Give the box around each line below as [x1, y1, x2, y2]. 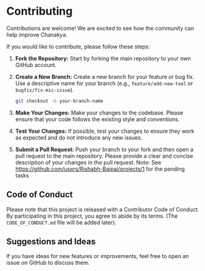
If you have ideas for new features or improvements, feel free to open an [6, 253, 189, 260]
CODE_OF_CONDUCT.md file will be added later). [6, 218, 117, 226]
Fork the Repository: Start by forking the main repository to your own [15, 54, 192, 62]
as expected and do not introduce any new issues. [15, 133, 143, 141]
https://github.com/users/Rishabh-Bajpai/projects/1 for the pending [15, 165, 185, 173]
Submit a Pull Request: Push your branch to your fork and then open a [15, 146, 194, 153]
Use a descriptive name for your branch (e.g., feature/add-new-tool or [15, 80, 193, 87]
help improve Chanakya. [6, 31, 68, 38]
